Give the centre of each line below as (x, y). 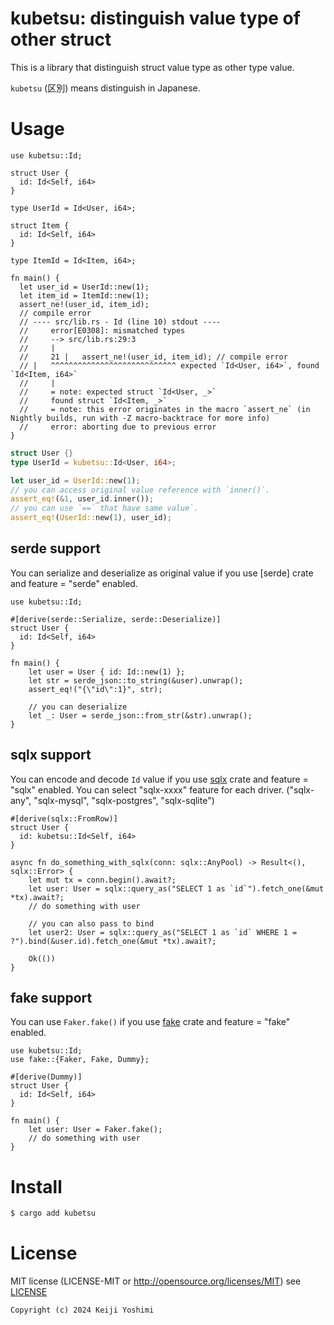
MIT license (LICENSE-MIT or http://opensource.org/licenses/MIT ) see (156, 1281)
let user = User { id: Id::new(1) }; (107, 672)
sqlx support (51, 755)
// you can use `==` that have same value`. (104, 508)
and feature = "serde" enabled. (74, 583)
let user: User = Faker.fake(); (95, 1130)
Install (36, 1186)
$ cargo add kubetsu (53, 1213)
